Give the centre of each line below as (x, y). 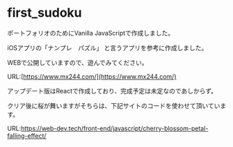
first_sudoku (45, 13)
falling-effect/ (27, 136)
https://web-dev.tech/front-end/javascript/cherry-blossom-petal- (114, 128)
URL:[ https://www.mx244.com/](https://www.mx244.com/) (92, 76)
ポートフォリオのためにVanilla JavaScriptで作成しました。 (91, 33)
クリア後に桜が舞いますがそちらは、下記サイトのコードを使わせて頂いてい (114, 105)
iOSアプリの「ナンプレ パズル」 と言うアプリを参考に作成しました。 (107, 47)
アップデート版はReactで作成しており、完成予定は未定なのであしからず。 (112, 91)
